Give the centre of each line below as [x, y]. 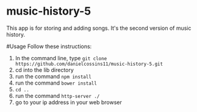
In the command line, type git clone [61, 58]
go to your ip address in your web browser [68, 102]
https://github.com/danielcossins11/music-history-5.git [89, 64]
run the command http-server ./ [57, 96]
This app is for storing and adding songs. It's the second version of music [99, 28]
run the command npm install [53, 76]
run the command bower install [56, 83]
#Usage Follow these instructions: [49, 46]
